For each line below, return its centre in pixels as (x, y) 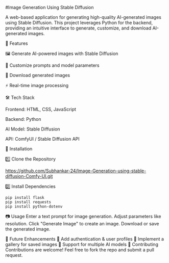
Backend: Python (23, 119)
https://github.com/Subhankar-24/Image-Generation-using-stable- (76, 171)
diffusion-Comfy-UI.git (29, 176)
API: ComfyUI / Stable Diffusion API (43, 139)
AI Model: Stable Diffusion (33, 129)
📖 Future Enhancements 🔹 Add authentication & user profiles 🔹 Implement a (85, 239)
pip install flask (25, 198)
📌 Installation (19, 149)
